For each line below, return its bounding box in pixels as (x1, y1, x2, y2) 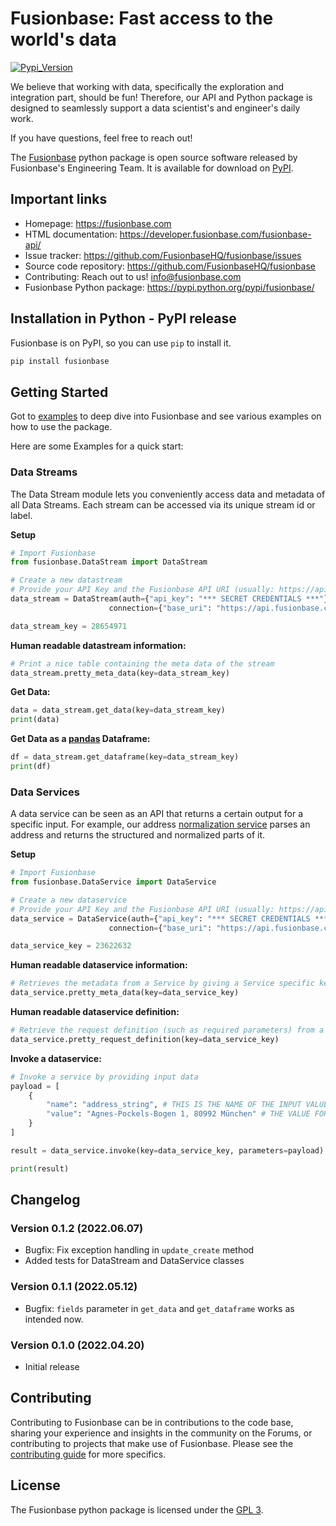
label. (10, 509, 33, 521)
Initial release (24, 1361, 80, 1372)
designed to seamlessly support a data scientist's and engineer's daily (10, 102, 301, 114)
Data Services (10, 785, 80, 799)
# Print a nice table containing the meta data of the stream (10, 658, 275, 669)
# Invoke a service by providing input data (10, 1072, 199, 1082)
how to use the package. (10, 421, 113, 433)
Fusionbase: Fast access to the (10, 7, 274, 30)
